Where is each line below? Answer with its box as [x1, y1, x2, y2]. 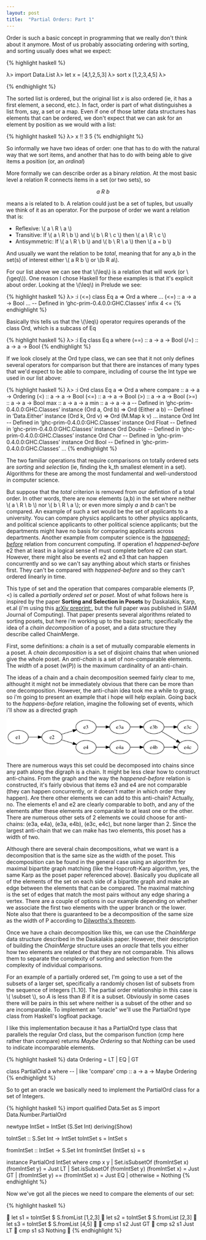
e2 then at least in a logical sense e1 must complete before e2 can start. [6, 547, 188, 554]
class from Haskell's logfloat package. [6, 1012, 103, 1020]
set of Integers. [6, 1093, 45, 1100]
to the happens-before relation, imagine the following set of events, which [6, 699, 194, 707]
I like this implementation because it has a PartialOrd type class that [6, 1025, 178, 1032]
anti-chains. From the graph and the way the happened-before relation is [6, 775, 191, 782]
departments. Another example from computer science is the [6, 534, 161, 541]
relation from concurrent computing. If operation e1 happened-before [24, 540, 199, 547]
